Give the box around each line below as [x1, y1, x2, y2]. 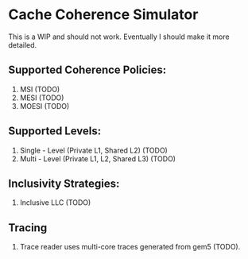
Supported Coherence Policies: [8, 64, 167, 77]
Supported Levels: [8, 125, 102, 138]
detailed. [8, 40, 37, 49]
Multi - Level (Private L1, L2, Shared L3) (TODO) [19, 153, 176, 164]
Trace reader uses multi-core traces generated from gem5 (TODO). [19, 242, 241, 252]
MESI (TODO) [19, 93, 64, 102]
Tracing [8, 221, 48, 234]
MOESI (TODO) [19, 101, 70, 110]
